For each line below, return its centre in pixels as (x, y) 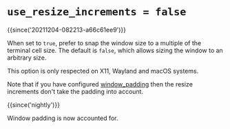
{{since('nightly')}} (34, 104)
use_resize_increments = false (97, 12)
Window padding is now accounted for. (63, 118)
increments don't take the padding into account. (75, 91)
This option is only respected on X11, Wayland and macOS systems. (103, 71)
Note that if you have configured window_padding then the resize (100, 84)
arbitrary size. (27, 58)
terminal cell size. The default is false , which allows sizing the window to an (115, 50)
